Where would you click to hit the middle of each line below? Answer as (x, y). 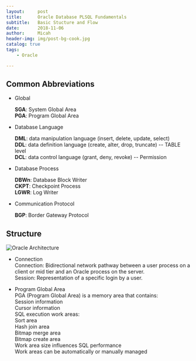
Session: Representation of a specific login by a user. (78, 278)
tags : (13, 50)
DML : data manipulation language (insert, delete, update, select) (92, 139)
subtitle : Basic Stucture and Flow (52, 22)
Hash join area (32, 327)
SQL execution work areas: (47, 314)
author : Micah (28, 33)
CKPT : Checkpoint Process (47, 186)
